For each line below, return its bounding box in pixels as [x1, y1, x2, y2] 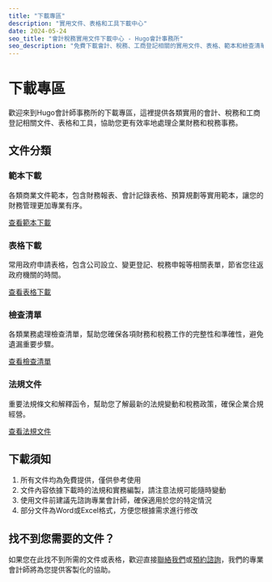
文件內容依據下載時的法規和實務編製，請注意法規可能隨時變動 [19, 486, 227, 495]
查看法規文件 [8, 426, 51, 436]
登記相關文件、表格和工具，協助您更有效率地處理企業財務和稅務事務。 [8, 118, 243, 128]
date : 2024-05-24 [8, 27, 67, 35]
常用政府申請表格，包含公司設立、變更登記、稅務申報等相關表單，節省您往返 [8, 260, 264, 270]
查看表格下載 [8, 287, 51, 297]
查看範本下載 [8, 217, 51, 227]
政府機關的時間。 [8, 270, 66, 280]
